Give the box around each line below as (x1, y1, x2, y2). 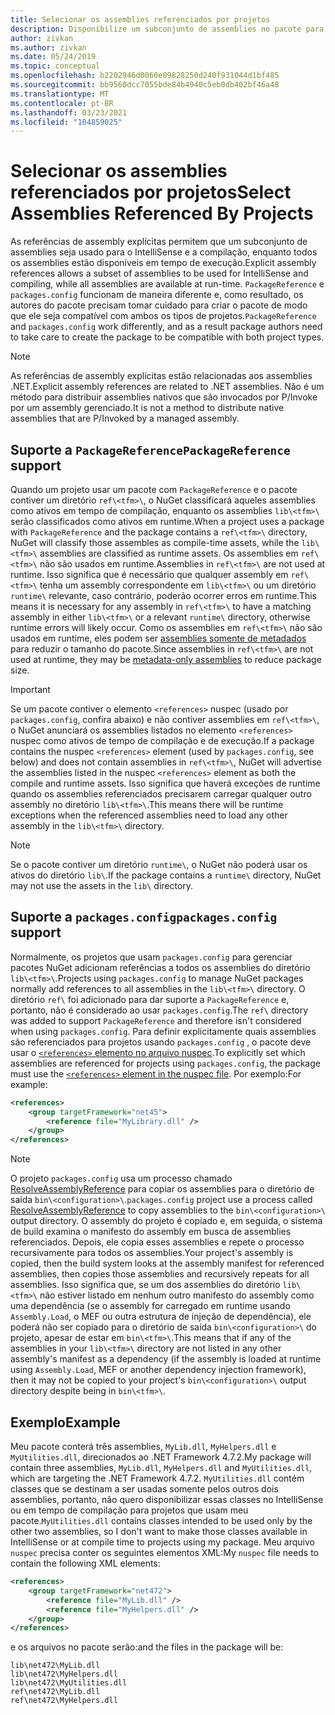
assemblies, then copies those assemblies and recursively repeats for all (10, 1268, 310, 1280)
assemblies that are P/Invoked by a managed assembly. (10, 412, 240, 425)
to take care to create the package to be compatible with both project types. (10, 331, 325, 343)
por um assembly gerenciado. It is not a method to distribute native (10, 402, 285, 414)
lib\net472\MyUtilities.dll (10, 1678, 128, 1688)
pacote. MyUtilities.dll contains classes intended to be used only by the (10, 1515, 313, 1526)
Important (10, 684, 51, 695)
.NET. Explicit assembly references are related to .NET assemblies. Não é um (10, 381, 325, 393)
